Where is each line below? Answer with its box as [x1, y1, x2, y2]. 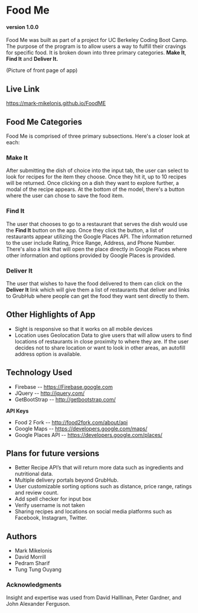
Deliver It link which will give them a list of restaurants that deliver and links [6, 286, 190, 293]
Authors [6, 531, 37, 541]
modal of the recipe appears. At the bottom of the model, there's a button [6, 186, 185, 193]
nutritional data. [14, 471, 53, 478]
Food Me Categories [6, 116, 83, 127]
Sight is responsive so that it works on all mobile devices [14, 325, 153, 332]
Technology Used [6, 368, 73, 378]
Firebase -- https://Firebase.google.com [14, 383, 113, 390]
